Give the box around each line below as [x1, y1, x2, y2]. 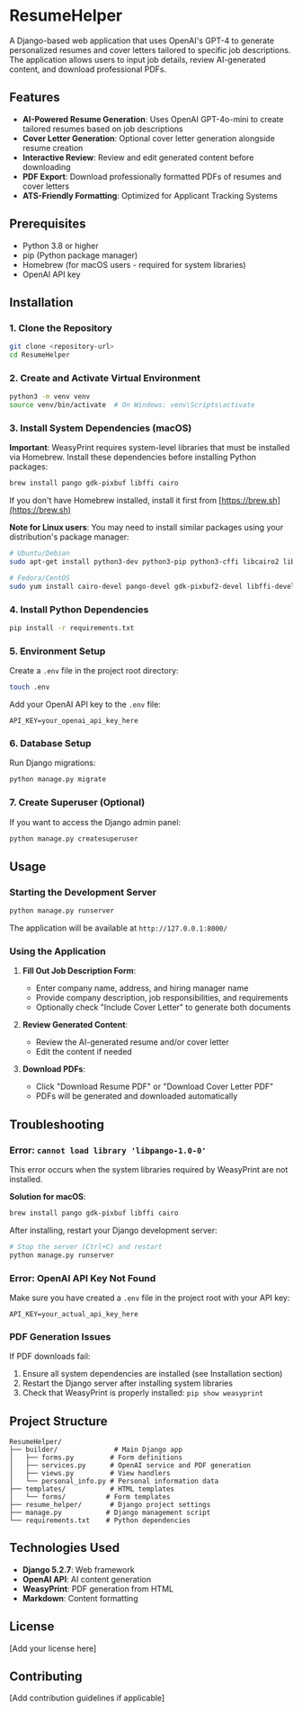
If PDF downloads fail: [9, 1351, 91, 1362]
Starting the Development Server [9, 886, 157, 898]
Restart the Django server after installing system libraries [22, 1378, 234, 1389]
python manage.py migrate [9, 775, 106, 784]
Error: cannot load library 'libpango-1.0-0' [9, 1144, 207, 1156]
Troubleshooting [9, 1117, 105, 1132]
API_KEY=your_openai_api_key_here [9, 717, 139, 726]
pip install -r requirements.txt [9, 624, 135, 633]
